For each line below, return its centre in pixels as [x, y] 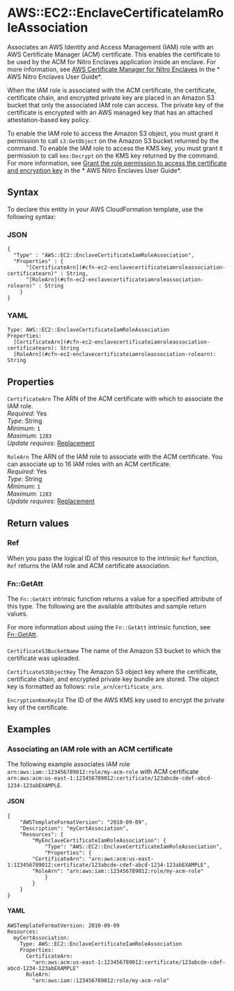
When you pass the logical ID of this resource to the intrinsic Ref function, [113, 558]
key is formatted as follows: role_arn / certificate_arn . [85, 686]
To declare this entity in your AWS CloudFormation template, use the [105, 209]
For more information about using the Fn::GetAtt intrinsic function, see [109, 627]
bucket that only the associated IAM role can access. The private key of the [116, 105]
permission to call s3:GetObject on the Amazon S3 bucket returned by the [113, 140]
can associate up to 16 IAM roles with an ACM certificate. [89, 464]
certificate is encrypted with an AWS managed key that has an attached [110, 112]
